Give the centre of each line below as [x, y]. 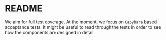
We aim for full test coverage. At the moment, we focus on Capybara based [81, 22]
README [24, 9]
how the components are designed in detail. [50, 32]
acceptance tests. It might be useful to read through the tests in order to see [83, 27]
